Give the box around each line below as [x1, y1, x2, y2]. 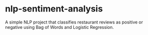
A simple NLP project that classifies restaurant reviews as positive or [5, 19, 143, 25]
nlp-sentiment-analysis [5, 3, 103, 14]
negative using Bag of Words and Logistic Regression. [5, 24, 114, 30]
